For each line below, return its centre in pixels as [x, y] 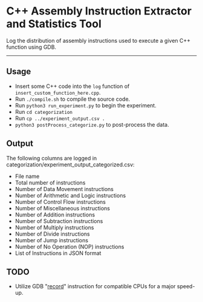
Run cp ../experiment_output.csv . [60, 118]
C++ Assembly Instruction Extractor [99, 11]
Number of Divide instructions [52, 234]
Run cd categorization [43, 112]
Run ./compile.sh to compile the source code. [72, 99]
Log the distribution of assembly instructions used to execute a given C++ [98, 40]
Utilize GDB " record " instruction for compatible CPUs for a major [95, 286]
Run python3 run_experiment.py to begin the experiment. [86, 105]
